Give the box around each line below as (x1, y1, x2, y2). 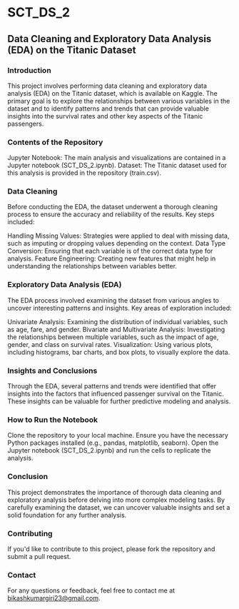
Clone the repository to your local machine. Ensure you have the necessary (7, 431, 228, 440)
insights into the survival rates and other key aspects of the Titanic (7, 111, 203, 120)
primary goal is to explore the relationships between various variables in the (7, 96, 230, 105)
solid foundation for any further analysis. (7, 510, 127, 519)
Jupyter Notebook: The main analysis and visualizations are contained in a (7, 153, 226, 162)
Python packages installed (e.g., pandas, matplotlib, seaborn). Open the (7, 438, 219, 447)
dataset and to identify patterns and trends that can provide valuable (7, 104, 209, 113)
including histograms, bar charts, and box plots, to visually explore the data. (7, 348, 230, 356)
